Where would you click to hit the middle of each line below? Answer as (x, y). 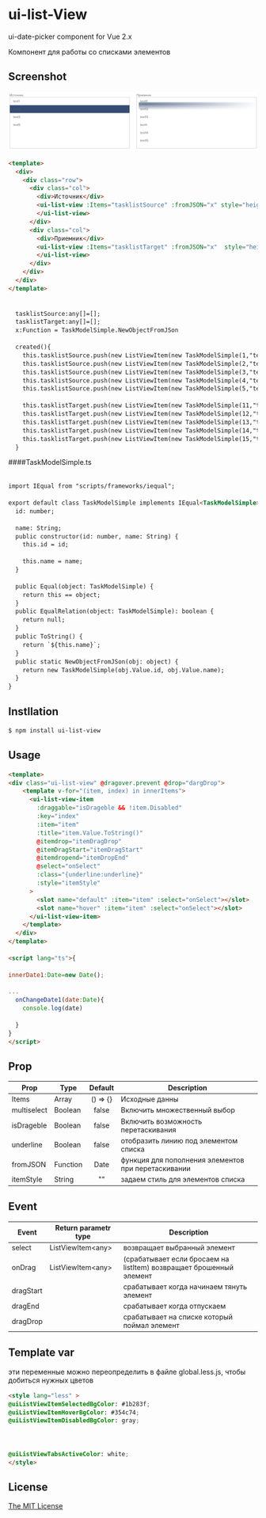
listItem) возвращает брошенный (178, 1267)
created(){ (33, 347)
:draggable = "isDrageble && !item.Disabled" (109, 808)
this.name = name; (53, 561)
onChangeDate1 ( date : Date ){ (60, 1000)
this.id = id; (46, 545)
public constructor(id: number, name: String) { (97, 536)
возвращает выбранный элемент (179, 1248)
